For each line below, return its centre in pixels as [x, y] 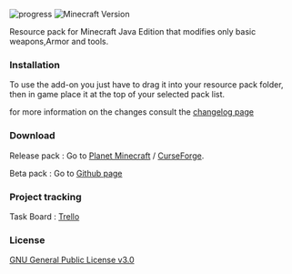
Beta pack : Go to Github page [66, 173]
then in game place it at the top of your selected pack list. [117, 95]
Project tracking [45, 197]
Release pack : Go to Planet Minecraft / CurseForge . [107, 156]
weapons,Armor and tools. [59, 41]
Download [33, 136]
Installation [35, 65]
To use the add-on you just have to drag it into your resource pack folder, [146, 85]
